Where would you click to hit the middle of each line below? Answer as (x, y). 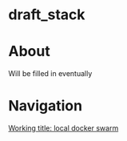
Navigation (45, 106)
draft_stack (47, 15)
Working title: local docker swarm (63, 128)
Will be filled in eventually (50, 74)
